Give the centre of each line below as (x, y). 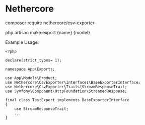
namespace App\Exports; (30, 69)
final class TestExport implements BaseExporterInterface (67, 100)
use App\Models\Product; (31, 78)
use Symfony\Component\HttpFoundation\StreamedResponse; (66, 91)
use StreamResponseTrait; (42, 109)
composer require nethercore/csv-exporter (50, 23)
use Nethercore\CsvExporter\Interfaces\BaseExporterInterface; (73, 82)
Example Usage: (22, 42)
